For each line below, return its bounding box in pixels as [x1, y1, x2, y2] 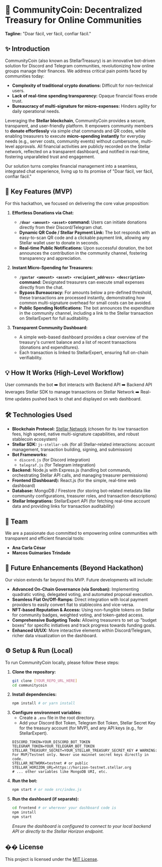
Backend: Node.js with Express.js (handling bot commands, [12, 467, 132, 473]
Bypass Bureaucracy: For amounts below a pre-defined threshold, [19, 289, 153, 295]
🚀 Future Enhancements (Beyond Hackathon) [5, 564, 144, 572]
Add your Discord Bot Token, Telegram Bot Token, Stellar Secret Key [19, 720, 156, 726]
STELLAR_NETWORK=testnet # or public [12, 761, 88, 766]
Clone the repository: [12, 669, 56, 674]
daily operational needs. [12, 108, 60, 114]
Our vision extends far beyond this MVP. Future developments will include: [5, 577, 153, 582]
